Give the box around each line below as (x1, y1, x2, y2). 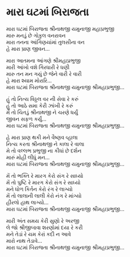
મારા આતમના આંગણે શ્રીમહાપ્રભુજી (6, 57, 81, 64)
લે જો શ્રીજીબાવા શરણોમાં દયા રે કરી (6, 224, 83, 231)
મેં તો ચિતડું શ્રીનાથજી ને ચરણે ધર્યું (6, 109, 78, 116)
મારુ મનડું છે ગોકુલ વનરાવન (6, 32, 66, 39)
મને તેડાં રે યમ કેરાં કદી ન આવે (6, 230, 72, 238)
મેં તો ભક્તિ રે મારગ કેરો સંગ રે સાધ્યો (6, 172, 84, 179)
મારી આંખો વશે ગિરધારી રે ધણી (6, 63, 70, 70)
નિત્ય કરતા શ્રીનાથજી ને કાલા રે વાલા (6, 140, 85, 147)
